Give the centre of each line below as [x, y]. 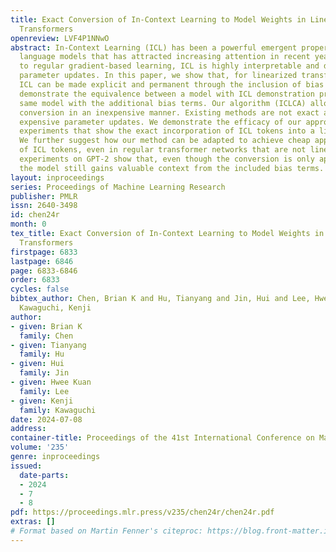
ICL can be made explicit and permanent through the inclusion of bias [172, 85]
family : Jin [44, 373]
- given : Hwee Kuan [51, 382]
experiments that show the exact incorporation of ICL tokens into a [167, 131]
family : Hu [42, 354]
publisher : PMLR [44, 196]
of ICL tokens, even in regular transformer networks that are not [163, 150]
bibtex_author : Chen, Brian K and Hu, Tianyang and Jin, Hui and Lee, [160, 299]
